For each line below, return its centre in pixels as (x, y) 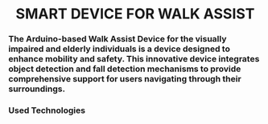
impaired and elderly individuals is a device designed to (120, 49)
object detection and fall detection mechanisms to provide (125, 69)
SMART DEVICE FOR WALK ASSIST (135, 14)
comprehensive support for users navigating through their (125, 79)
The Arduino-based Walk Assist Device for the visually (118, 39)
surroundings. (37, 89)
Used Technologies (47, 110)
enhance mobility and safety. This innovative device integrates (134, 59)
